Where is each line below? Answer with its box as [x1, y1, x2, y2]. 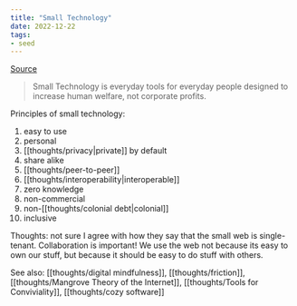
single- [258, 231, 286, 242]
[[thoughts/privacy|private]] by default [23, 145, 168, 156]
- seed [10, 38, 35, 48]
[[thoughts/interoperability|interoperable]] [23, 174, 180, 185]
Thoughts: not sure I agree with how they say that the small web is [10, 231, 258, 242]
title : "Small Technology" [10, 13, 112, 23]
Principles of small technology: [10, 108, 126, 119]
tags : [10, 30, 31, 39]
